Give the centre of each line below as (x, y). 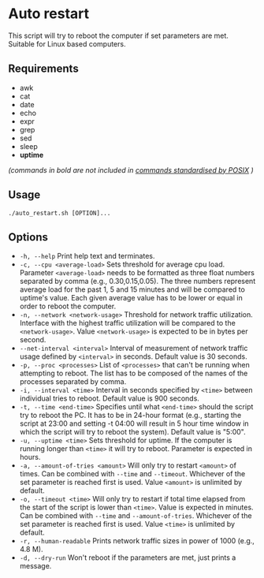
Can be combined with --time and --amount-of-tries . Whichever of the (136, 516)
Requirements (43, 69)
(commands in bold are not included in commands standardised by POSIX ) (131, 170)
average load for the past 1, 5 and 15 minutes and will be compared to (132, 289)
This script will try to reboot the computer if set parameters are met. (118, 35)
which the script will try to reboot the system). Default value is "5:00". (132, 432)
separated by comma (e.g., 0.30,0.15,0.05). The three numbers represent (138, 282)
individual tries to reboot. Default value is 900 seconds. (109, 398)
